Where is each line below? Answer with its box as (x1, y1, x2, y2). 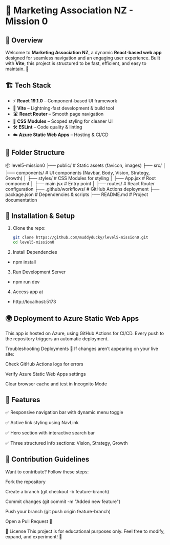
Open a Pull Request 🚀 (5, 518, 53, 524)
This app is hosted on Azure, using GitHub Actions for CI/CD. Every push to (5, 330, 164, 336)
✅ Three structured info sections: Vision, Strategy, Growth (5, 440, 128, 446)
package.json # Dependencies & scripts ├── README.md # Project (5, 191, 148, 198)
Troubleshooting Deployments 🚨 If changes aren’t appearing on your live (5, 345, 159, 352)
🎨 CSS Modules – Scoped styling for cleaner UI (12, 118, 113, 124)
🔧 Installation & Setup (5, 212, 75, 221)
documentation (5, 197, 37, 203)
